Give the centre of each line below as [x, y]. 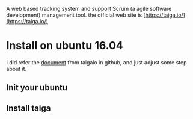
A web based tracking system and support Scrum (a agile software [89, 9]
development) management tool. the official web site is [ [76, 15]
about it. [17, 69]
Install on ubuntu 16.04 [65, 46]
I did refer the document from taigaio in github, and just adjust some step [97, 62]
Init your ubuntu [37, 87]
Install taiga [29, 108]
